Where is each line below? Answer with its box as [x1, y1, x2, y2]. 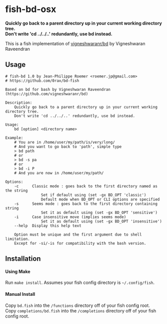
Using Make [5, 268, 31, 274]
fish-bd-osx [5, 4, 56, 15]
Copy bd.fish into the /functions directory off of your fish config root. [5, 302, 150, 308]
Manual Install [5, 291, 35, 297]
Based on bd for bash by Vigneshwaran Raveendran [5, 87, 111, 92]
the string [5, 188, 28, 193]
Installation [5, 255, 41, 263]
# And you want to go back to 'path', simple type [14, 144, 122, 149]
